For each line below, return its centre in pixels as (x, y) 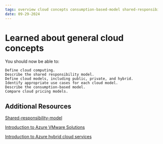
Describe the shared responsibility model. (50, 75)
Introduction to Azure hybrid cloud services (49, 137)
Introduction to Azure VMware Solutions (45, 127)
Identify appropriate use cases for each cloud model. (62, 83)
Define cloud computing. (30, 71)
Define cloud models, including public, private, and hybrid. (69, 79)
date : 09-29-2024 (23, 14)
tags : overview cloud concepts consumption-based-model (63, 9)
